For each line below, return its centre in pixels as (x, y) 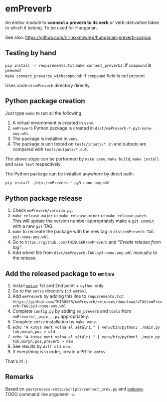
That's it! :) (16, 361)
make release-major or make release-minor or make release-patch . (80, 216)
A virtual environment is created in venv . (53, 123)
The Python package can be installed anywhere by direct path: (70, 174)
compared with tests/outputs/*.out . (50, 149)
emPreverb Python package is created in (53, 128)
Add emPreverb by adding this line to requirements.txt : (68, 296)
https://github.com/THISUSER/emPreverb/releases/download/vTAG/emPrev (87, 302)
